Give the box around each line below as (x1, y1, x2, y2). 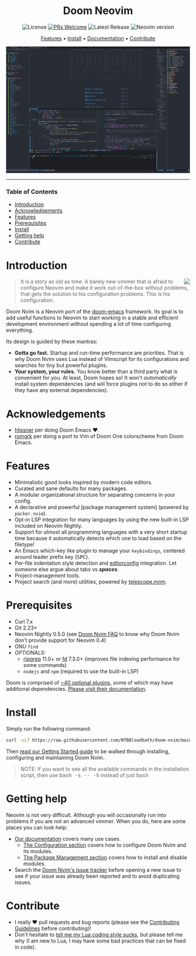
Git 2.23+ (14, 624, 38, 631)
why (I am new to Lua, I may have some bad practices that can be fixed (14, 937, 186, 944)
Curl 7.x (14, 618, 33, 625)
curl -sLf (6, 737, 30, 744)
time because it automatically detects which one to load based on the (14, 535, 182, 542)
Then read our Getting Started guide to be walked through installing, (6, 748, 170, 755)
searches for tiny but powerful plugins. (14, 362, 108, 369)
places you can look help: (6, 824, 68, 831)
